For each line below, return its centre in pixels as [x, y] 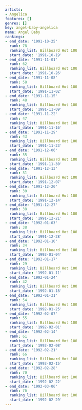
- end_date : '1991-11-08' [31, 78]
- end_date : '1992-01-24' [31, 277]
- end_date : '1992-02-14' [31, 332]
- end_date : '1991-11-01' [31, 60]
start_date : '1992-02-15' [36, 364]
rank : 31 [18, 173]
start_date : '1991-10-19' [36, 55]
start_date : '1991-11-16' [36, 127]
